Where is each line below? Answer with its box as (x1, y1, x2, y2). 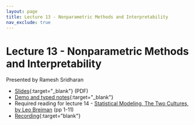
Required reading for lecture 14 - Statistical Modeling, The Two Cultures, (14, 100, 189, 107)
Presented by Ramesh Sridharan (6, 77, 83, 84)
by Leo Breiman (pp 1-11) (14, 106, 74, 113)
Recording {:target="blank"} (14, 112, 81, 120)
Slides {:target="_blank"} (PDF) (14, 88, 89, 95)
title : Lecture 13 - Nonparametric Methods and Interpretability (6, 14, 168, 20)
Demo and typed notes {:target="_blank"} (14, 94, 114, 101)
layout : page (6, 8, 38, 15)
